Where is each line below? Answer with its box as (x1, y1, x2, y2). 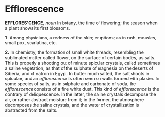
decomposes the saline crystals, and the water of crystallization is (5, 102, 139, 108)
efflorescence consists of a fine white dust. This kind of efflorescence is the (5, 86, 159, 92)
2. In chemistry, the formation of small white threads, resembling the (5, 49, 144, 55)
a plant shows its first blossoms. (5, 25, 70, 31)
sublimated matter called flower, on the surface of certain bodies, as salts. (5, 54, 156, 60)
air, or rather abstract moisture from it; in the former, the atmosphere (5, 96, 144, 102)
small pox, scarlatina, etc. (5, 39, 57, 45)
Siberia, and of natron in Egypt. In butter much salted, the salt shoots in (5, 70, 150, 76)
